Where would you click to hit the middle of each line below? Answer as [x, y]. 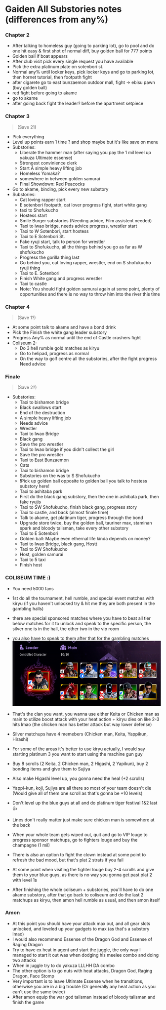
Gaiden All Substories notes [63, 9]
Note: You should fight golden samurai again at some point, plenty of [90, 289]
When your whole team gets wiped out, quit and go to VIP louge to [80, 834]
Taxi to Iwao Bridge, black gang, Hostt [58, 544]
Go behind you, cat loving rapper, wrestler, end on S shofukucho [85, 262]
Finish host [31, 565]
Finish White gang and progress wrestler [61, 278]
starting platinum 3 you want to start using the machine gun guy [77, 754]
